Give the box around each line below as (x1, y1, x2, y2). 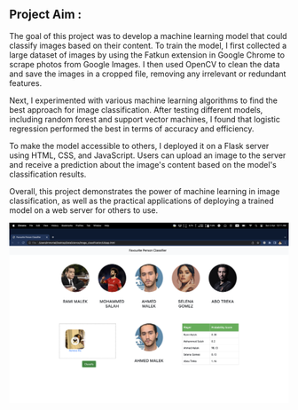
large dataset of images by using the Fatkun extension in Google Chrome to (9, 49, 286, 60)
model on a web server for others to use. (9, 204, 159, 216)
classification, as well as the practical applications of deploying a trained (9, 195, 275, 206)
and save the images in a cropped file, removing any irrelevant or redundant (9, 68, 286, 79)
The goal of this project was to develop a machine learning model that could (9, 30, 287, 41)
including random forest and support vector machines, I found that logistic (9, 114, 281, 124)
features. (9, 77, 43, 88)
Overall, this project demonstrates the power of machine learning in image (9, 185, 280, 196)
